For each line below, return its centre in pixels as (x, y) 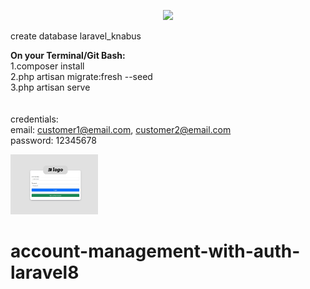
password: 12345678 (53, 140)
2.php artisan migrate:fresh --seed (81, 76)
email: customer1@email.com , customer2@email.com (121, 129)
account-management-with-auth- (155, 251)
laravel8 (45, 272)
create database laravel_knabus (76, 36)
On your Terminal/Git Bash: (68, 55)
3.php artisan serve (50, 87)
